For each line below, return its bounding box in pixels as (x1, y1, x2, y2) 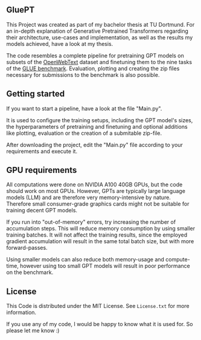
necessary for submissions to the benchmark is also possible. (6, 71, 160, 78)
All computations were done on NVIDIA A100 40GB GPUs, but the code (6, 181, 183, 188)
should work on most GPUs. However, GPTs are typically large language (6, 188, 186, 195)
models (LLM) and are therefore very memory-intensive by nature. (6, 194, 171, 201)
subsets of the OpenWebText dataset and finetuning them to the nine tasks (6, 58, 192, 65)
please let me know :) (6, 327, 60, 335)
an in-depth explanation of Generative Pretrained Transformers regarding (6, 27, 189, 34)
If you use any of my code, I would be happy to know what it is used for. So (6, 321, 193, 328)
